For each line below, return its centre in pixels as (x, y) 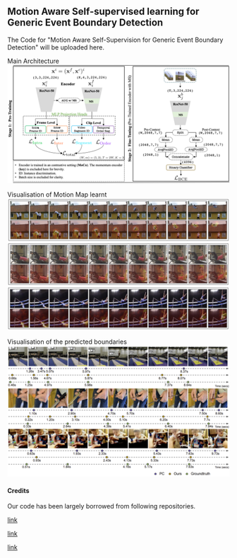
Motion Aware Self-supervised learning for (103, 12)
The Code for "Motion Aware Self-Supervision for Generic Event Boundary (115, 40)
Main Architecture (34, 61)
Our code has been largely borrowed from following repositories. (102, 506)
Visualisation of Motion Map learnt (57, 194)
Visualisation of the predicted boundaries (67, 342)
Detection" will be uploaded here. (56, 47)
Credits (18, 490)
